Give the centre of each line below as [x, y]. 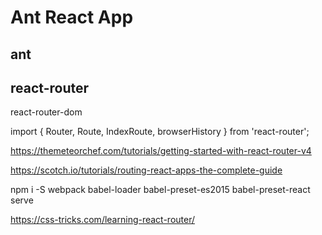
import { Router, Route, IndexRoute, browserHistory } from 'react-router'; [160, 132]
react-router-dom [46, 112]
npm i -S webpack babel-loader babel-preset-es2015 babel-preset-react [160, 190]
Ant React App [72, 17]
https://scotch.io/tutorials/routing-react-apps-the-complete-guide [146, 170]
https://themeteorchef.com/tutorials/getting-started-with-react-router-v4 [161, 151]
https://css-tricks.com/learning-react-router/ [103, 220]
